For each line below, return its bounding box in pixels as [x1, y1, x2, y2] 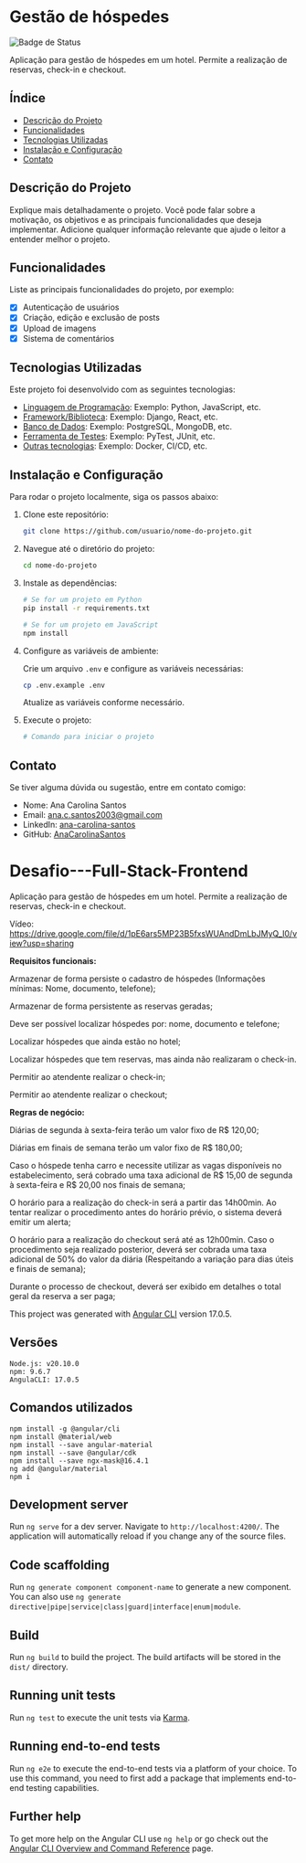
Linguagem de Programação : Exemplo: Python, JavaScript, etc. [22, 402, 262, 413]
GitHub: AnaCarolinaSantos [22, 829, 126, 840]
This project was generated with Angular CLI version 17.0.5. [9, 1308, 233, 1319]
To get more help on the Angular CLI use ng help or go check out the [9, 1833, 269, 1844]
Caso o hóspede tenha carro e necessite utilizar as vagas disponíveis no [9, 1160, 282, 1170]
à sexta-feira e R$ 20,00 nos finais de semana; [9, 1180, 185, 1190]
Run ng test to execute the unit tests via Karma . [9, 1711, 190, 1723]
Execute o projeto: [22, 715, 92, 725]
